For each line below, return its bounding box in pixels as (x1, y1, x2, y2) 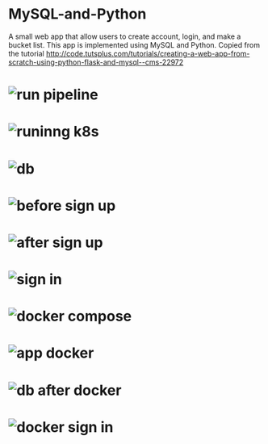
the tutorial (8, 48, 44, 58)
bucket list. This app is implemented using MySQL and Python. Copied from (8, 40, 261, 49)
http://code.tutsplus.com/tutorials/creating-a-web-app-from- (45, 48, 250, 58)
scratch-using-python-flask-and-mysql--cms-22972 (8, 57, 184, 67)
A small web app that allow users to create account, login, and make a (8, 31, 241, 41)
